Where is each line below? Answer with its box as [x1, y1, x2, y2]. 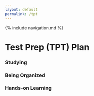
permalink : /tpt [5, 12, 38, 16]
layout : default [5, 7, 38, 12]
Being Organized [5, 72, 45, 79]
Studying [5, 59, 28, 66]
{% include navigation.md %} [5, 25, 64, 30]
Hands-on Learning [5, 85, 52, 92]
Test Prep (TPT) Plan [5, 41, 90, 53]
